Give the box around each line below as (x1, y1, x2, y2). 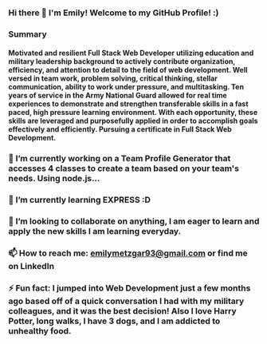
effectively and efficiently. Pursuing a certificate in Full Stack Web (8, 125, 233, 134)
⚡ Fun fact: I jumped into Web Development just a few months (8, 283, 251, 294)
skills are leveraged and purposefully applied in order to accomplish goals (8, 116, 258, 126)
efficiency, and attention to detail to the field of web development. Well (8, 65, 249, 75)
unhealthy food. (8, 326, 72, 337)
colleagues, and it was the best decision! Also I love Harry (8, 306, 237, 317)
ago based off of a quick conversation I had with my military (8, 295, 245, 306)
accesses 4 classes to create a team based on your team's (8, 163, 239, 174)
